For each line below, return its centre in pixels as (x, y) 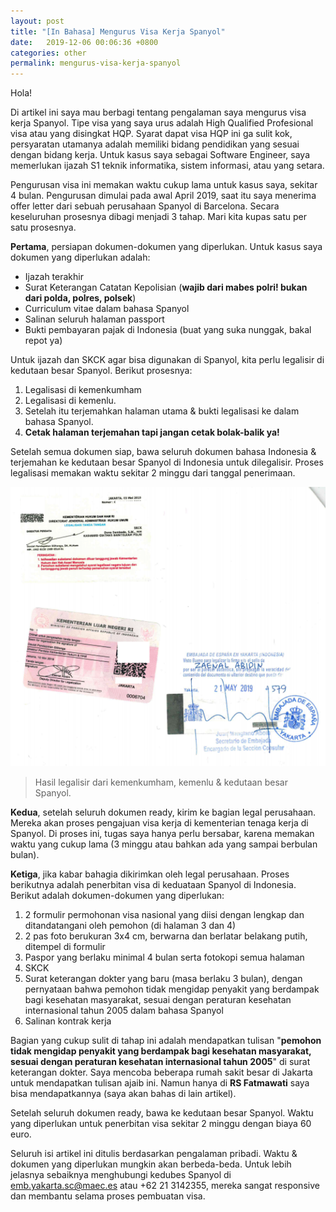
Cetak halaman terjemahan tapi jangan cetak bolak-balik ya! (152, 432)
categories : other (48, 53)
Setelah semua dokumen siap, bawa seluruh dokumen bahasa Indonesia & (163, 452)
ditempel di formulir (65, 947)
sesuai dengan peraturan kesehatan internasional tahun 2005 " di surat (160, 1062)
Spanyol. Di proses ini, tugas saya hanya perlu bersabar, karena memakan (162, 834)
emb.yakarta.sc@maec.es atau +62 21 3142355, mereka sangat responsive (165, 1186)
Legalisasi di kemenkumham (83, 390)
